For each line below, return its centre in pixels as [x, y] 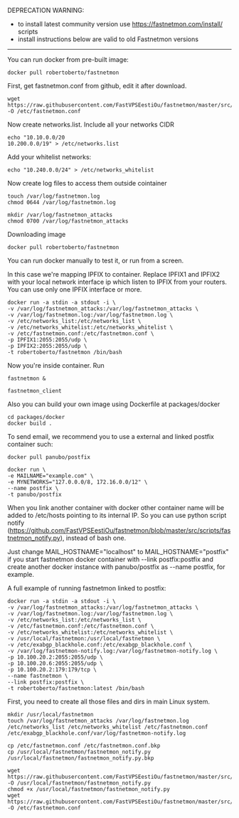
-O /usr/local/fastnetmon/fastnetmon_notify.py [79, 783]
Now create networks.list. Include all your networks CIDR [91, 124]
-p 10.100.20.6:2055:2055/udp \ [55, 664]
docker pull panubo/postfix [49, 457]
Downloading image [37, 234]
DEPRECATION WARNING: [46, 10]
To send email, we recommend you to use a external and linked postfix [111, 436]
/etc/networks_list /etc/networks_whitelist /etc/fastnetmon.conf [108, 727]
